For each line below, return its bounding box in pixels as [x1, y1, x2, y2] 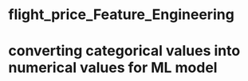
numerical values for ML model [8, 59, 218, 77]
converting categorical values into [8, 42, 241, 60]
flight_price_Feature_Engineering [8, 6, 235, 24]
